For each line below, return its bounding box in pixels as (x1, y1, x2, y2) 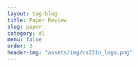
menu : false (7, 36, 42, 43)
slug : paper (7, 23, 42, 30)
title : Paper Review (7, 17, 68, 24)
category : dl (7, 29, 45, 37)
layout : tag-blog (7, 10, 58, 17)
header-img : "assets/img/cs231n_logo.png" (7, 50, 133, 57)
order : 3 (7, 43, 33, 50)
